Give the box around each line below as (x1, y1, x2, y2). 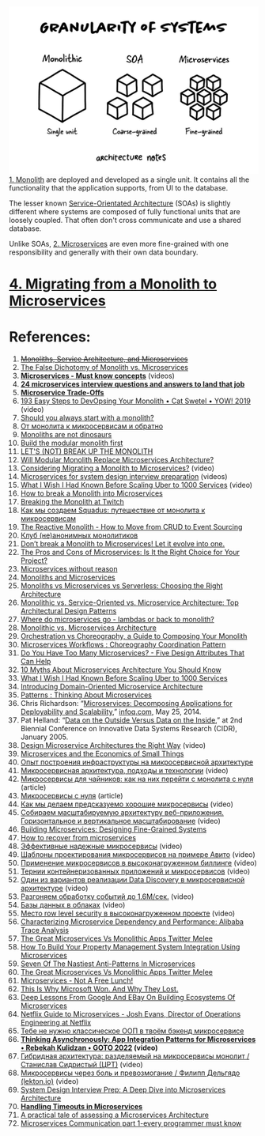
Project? (20, 556, 48, 565)
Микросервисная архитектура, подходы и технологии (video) (20, 766, 229, 776)
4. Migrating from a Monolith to (9, 275, 218, 293)
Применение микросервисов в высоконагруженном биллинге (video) (20, 859, 258, 868)
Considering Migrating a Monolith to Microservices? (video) (20, 463, 215, 473)
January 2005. (20, 732, 69, 742)
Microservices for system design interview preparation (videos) (20, 472, 228, 481)
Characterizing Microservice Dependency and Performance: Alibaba (20, 917, 244, 927)
